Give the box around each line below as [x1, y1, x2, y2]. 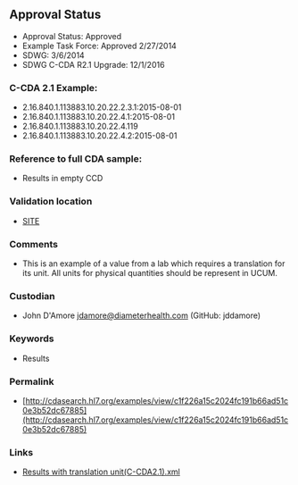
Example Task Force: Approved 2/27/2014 [21, 40, 177, 51]
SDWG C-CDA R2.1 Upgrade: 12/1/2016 [21, 59, 165, 70]
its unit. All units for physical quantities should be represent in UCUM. [21, 268, 278, 278]
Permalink [9, 375, 54, 388]
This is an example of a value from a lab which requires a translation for [21, 258, 286, 269]
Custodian [9, 289, 55, 302]
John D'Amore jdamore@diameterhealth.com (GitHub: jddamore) [21, 310, 261, 321]
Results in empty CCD [21, 173, 103, 184]
